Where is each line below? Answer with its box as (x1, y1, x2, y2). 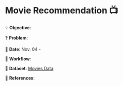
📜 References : (5, 75, 35, 81)
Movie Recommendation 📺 (5, 5, 119, 16)
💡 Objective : (5, 24, 31, 31)
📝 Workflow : (5, 56, 31, 62)
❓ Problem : (5, 35, 28, 41)
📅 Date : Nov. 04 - (5, 46, 41, 52)
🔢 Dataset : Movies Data (5, 65, 53, 71)
